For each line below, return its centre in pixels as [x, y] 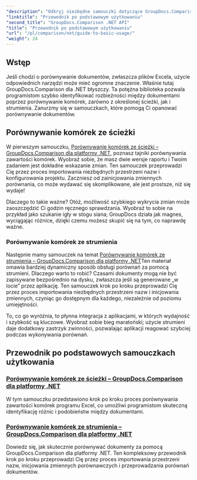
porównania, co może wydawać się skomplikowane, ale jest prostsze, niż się [98, 184]
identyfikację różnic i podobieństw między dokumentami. [75, 411]
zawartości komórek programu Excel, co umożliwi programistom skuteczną [97, 405]
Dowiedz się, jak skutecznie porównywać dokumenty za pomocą [84, 447]
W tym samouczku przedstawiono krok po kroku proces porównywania [92, 399]
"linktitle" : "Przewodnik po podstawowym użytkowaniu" [74, 17]
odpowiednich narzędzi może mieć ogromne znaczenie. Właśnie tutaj [90, 83]
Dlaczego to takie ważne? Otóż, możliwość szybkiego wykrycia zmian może [98, 202]
